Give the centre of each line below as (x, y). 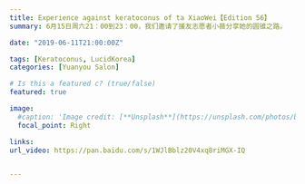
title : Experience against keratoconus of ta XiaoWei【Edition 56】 (140, 18)
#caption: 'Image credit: (67, 117)
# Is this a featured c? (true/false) (83, 84)
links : (22, 141)
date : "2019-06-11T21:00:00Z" (67, 43)
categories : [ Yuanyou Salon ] (64, 68)
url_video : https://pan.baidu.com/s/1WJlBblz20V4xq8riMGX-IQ (128, 150)
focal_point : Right (54, 125)
